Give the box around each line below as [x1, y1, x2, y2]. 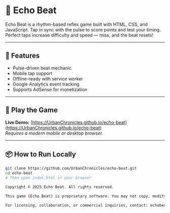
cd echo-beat [5, 171, 33, 176]
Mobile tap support [12, 70, 53, 76]
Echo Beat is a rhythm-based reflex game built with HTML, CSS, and [5, 21, 148, 27]
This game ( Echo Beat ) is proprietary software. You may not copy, [5, 193, 151, 199]
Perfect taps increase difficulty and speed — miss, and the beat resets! [5, 32, 153, 38]
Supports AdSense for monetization [12, 86, 88, 93]
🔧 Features [5, 52, 40, 60]
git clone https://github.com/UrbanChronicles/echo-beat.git [5, 166, 137, 171]
